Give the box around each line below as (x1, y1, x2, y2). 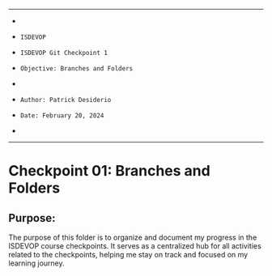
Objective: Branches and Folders (19, 65, 134, 73)
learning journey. (8, 258, 65, 268)
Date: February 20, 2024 (19, 112, 104, 120)
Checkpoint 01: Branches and (8, 162, 210, 180)
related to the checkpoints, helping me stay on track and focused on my (8, 250, 249, 259)
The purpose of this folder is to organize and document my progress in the (8, 232, 257, 242)
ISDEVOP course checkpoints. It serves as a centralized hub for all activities (8, 241, 261, 251)
